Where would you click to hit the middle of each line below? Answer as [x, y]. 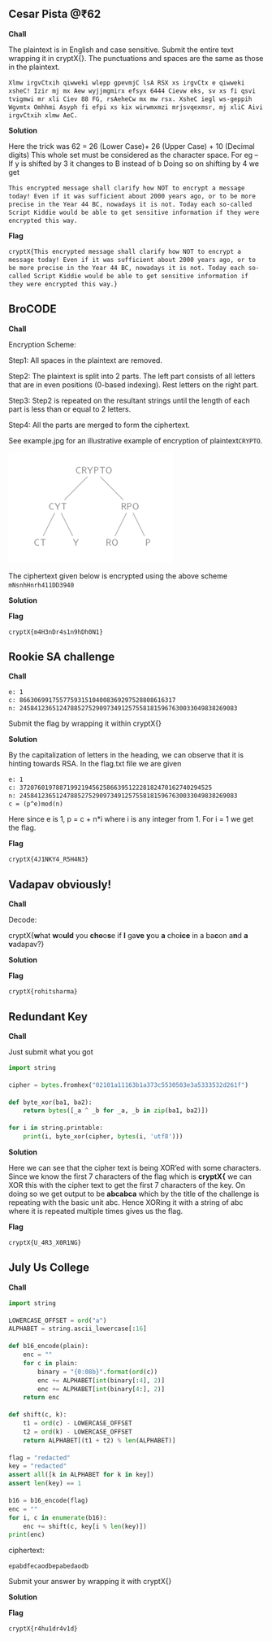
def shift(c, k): [38, 1415]
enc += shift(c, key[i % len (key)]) [85, 1526]
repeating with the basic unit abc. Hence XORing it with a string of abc [126, 1202]
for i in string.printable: [56, 1128]
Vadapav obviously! [60, 884]
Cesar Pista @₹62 [55, 14]
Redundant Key [48, 1017]
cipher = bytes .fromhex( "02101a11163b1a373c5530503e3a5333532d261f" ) [129, 1085]
